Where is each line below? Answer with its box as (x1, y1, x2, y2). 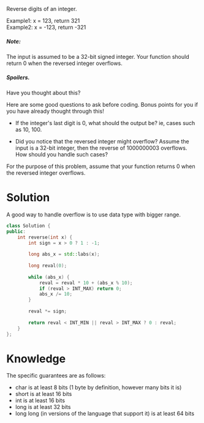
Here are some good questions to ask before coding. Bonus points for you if (6, 101, 198, 108)
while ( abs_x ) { (28, 274, 70, 280)
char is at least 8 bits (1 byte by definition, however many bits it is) (15, 384, 182, 391)
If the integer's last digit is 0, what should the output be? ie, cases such (15, 119, 195, 126)
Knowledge (6, 352, 66, 365)
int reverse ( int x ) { (17, 234, 72, 240)
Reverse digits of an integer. (6, 6, 77, 12)
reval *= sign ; (28, 308, 67, 314)
